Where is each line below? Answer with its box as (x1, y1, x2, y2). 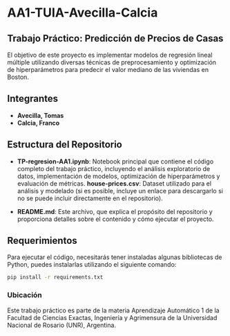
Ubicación (7, 290, 43, 300)
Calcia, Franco (17, 118, 60, 127)
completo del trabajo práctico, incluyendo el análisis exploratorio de (17, 164, 211, 173)
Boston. (7, 73, 30, 81)
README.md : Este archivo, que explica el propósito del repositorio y (17, 207, 213, 215)
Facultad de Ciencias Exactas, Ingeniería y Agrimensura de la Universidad (7, 313, 218, 321)
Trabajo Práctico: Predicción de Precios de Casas (7, 33, 224, 44)
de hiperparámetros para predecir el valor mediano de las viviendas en (7, 66, 209, 73)
